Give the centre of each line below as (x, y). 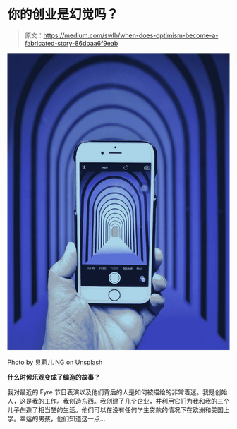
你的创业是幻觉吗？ (63, 14)
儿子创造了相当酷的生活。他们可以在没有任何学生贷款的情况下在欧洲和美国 (115, 409)
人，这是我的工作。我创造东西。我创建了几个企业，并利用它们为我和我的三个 (119, 401)
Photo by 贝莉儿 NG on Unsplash (55, 362)
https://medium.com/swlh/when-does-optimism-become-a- (131, 35)
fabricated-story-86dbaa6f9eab (71, 43)
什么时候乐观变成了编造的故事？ (54, 377)
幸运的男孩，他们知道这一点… (62, 418)
